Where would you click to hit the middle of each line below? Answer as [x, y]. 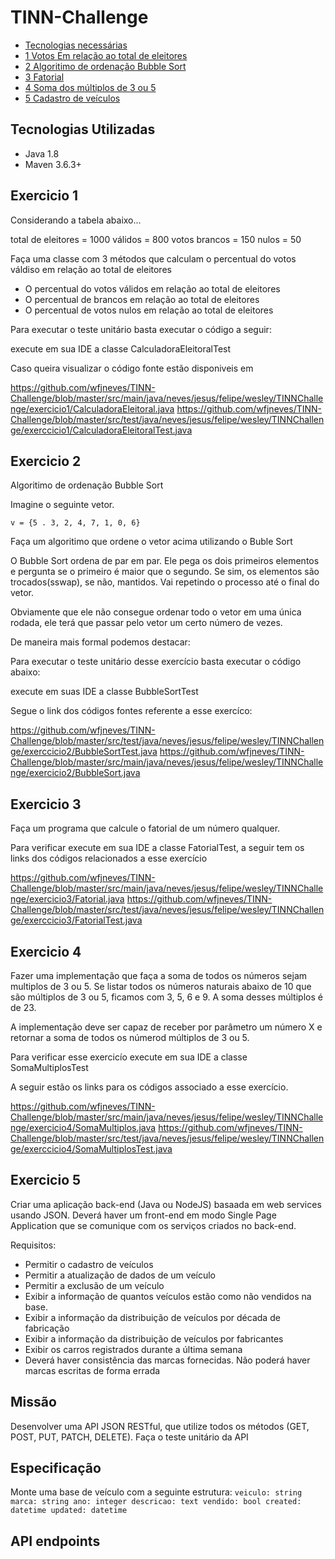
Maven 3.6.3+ [53, 164]
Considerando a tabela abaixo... [76, 220]
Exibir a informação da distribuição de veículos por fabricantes [154, 1338]
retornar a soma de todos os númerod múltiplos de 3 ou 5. [130, 1037]
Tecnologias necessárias [76, 45]
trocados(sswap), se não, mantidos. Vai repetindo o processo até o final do [165, 582]
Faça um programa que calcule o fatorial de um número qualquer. [145, 828]
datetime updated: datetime [69, 1511]
